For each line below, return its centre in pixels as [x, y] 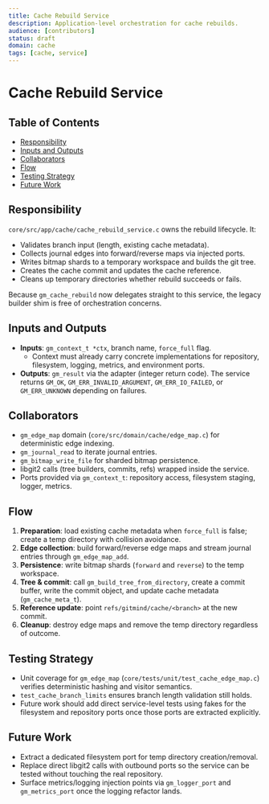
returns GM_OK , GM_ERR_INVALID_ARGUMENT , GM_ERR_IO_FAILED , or [121, 382]
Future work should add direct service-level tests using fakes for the [133, 703]
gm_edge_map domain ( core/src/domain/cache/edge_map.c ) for [120, 435]
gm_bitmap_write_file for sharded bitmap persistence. [110, 461]
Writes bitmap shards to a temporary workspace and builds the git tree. [138, 261]
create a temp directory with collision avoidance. [100, 539]
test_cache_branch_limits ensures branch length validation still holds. [136, 695]
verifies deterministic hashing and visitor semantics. [106, 687]
